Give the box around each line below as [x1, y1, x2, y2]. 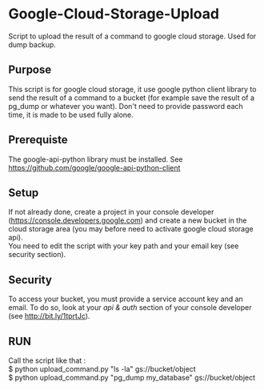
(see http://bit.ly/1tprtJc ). [8, 312, 90, 321]
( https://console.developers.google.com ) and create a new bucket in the [8, 215, 247, 225]
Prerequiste [8, 133, 68, 147]
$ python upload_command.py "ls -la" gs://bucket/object [8, 364, 196, 373]
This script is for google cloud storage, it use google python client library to [8, 84, 257, 94]
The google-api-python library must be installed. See [8, 154, 183, 164]
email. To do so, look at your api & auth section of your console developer [8, 303, 252, 312]
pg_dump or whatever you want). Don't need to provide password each [8, 101, 244, 111]
